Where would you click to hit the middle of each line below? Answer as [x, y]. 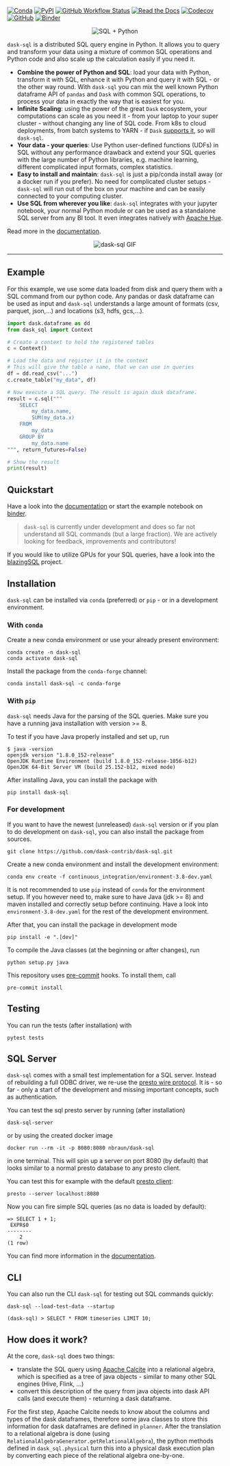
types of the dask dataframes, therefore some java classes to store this [107, 1419]
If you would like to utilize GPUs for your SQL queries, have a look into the [111, 554]
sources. [20, 839]
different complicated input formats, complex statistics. [95, 167]
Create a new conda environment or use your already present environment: [113, 640]
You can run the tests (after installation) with [69, 1025]
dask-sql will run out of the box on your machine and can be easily [111, 189]
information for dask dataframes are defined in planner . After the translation [114, 1426]
